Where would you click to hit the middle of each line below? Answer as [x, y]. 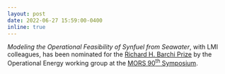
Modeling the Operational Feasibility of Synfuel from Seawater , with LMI [112, 47]
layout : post [27, 14]
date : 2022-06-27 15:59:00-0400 [55, 20]
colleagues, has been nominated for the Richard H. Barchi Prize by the [110, 54]
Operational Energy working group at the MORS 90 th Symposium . [103, 63]
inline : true [27, 27]
